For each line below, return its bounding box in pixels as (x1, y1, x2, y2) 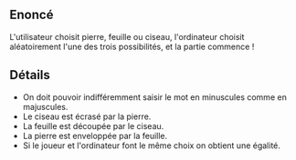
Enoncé (9, 7, 54, 23)
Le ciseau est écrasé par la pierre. (22, 111, 152, 122)
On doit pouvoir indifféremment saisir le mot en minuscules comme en (22, 91, 288, 103)
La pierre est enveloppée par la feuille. (22, 130, 168, 141)
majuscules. (22, 101, 69, 112)
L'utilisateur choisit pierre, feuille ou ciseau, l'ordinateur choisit (9, 31, 245, 42)
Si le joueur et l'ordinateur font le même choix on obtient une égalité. (22, 140, 281, 151)
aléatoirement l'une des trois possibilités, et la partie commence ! (9, 41, 255, 52)
